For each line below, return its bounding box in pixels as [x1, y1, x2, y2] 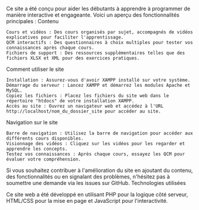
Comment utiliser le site [6, 65, 64, 73]
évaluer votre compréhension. [6, 156, 82, 162]
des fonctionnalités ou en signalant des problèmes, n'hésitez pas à [6, 173, 170, 180]
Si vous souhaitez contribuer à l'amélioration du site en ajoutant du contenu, [6, 167, 193, 174]
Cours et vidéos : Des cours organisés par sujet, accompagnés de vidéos [6, 29, 194, 35]
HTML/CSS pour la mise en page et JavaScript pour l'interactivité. [6, 198, 168, 204]
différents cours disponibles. [6, 136, 84, 142]
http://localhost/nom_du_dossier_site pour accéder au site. [6, 108, 161, 114]
